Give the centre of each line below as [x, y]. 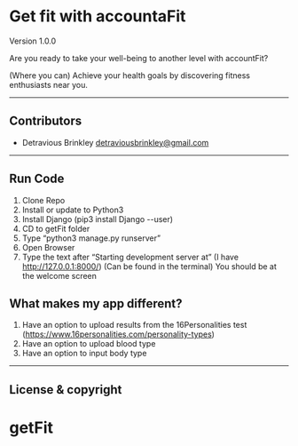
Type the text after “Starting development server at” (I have [130, 257]
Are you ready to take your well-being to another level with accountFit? [139, 58]
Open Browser [48, 247]
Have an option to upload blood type [89, 344]
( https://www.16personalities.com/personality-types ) [118, 334]
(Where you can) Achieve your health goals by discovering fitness [130, 75]
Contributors [46, 121]
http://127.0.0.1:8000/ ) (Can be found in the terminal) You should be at [149, 266]
